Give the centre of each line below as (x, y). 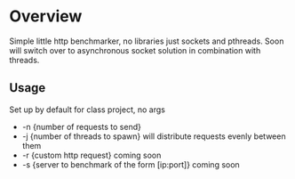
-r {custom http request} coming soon (92, 155)
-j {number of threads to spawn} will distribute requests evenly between (154, 136)
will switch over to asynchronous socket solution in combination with (135, 50)
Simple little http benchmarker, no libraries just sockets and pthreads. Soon (147, 41)
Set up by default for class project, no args (88, 110)
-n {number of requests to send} (82, 126)
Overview (46, 16)
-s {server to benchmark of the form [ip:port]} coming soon (131, 164)
